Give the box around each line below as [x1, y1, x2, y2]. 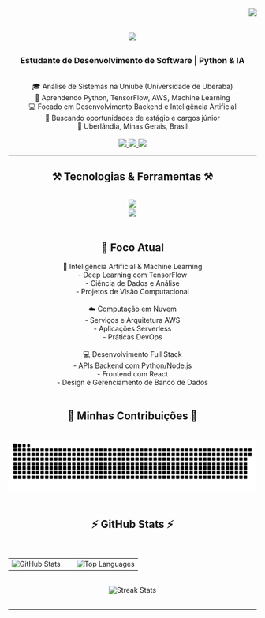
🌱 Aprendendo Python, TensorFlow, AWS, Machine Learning [35, 93, 230, 103]
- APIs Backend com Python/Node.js [73, 361, 192, 370]
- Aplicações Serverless [93, 324, 172, 334]
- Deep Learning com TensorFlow [77, 270, 188, 279]
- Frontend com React [97, 369, 168, 379]
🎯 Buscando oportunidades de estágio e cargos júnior [44, 114, 221, 123]
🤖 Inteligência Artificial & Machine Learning [62, 262, 203, 272]
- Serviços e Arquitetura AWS [84, 316, 181, 325]
